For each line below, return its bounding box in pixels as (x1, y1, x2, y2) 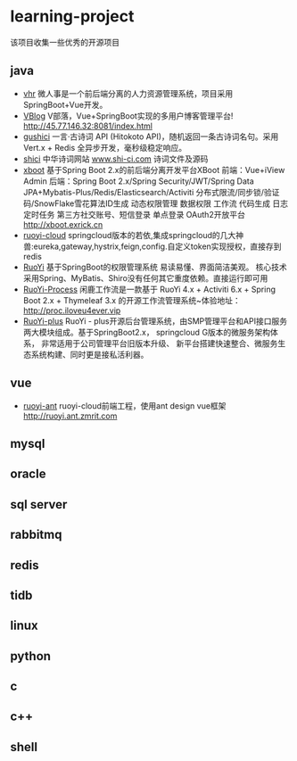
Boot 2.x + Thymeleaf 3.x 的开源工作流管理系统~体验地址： (22, 294, 241, 305)
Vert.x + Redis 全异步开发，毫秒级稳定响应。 (22, 142, 187, 153)
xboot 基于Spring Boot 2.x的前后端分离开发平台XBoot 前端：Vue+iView (22, 164, 285, 175)
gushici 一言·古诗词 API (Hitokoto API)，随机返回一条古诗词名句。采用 (22, 131, 279, 142)
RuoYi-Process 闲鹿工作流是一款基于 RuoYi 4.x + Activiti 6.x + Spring (22, 284, 276, 294)
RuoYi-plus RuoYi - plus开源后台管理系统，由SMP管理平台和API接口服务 (22, 315, 288, 327)
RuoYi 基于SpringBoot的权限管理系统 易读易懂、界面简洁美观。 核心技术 (22, 261, 288, 272)
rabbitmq (10, 527, 62, 542)
